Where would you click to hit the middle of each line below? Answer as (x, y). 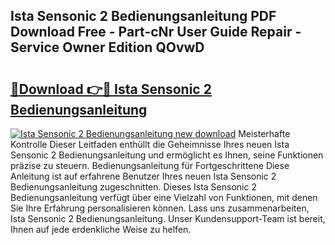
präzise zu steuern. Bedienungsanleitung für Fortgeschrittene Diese (150, 165)
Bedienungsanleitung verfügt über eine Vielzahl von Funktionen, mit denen (164, 197)
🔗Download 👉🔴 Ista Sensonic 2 (111, 89)
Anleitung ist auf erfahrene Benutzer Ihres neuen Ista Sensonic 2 (143, 176)
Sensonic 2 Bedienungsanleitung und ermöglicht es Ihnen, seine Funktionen (167, 155)
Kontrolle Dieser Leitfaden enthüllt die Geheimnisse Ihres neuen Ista (150, 144)
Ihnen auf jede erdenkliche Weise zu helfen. (101, 229)
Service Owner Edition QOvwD (107, 47)
